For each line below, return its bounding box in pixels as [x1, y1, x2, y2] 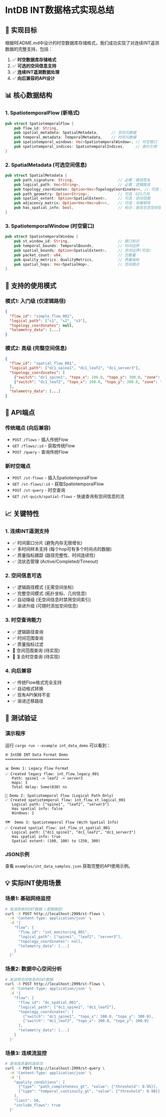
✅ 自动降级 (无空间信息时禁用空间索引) [12, 596, 91, 603]
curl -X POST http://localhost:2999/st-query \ [5, 1065, 105, 1071]
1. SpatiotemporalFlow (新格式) [5, 110, 80, 117]
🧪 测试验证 [5, 714, 37, 723]
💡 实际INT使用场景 [5, 879, 62, 887]
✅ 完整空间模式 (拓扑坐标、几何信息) [12, 591, 87, 596]
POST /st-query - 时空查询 [12, 487, 66, 493]
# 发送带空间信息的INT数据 [5, 977, 53, 982]
